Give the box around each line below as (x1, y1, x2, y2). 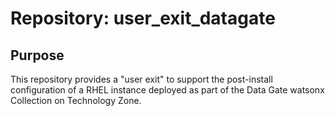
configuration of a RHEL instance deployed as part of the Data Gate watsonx (10, 84, 325, 96)
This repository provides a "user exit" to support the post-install (10, 73, 273, 85)
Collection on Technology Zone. (10, 95, 142, 106)
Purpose (10, 47, 65, 64)
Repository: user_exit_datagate (10, 7, 276, 30)
